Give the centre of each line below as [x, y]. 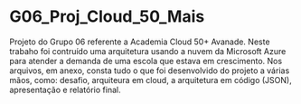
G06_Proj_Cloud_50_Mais [107, 17]
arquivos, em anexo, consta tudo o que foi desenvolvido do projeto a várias [150, 71]
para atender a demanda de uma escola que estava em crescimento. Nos [146, 61]
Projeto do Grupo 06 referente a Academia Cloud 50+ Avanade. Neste [140, 42]
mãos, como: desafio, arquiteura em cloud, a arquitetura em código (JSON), [150, 80]
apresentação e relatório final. [65, 90]
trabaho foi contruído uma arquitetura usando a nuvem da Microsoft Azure [148, 51]
